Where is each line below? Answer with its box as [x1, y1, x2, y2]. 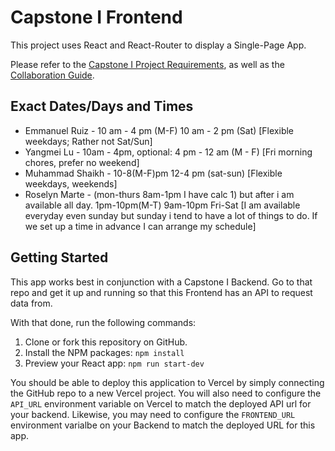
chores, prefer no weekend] [24, 156, 140, 168]
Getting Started [10, 249, 109, 266]
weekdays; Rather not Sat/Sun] [24, 135, 153, 147]
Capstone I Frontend [10, 6, 183, 29]
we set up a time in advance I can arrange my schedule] [24, 220, 257, 232]
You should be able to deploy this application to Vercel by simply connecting [10, 376, 325, 388]
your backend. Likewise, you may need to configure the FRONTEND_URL [10, 408, 296, 420]
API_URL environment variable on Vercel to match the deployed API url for [10, 397, 312, 410]
